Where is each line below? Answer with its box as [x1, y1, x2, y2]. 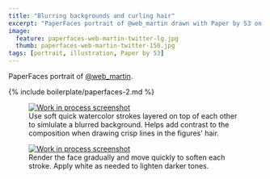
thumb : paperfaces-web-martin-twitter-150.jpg [15, 42, 175, 50]
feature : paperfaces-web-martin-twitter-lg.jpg [15, 34, 179, 43]
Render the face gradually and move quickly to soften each [28, 152, 226, 162]
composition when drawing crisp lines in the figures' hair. [28, 128, 220, 138]
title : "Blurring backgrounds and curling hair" [8, 11, 175, 20]
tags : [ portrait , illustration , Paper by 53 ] [8, 49, 164, 57]
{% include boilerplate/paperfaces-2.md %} [8, 87, 155, 97]
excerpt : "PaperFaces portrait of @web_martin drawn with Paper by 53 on [8, 19, 263, 27]
